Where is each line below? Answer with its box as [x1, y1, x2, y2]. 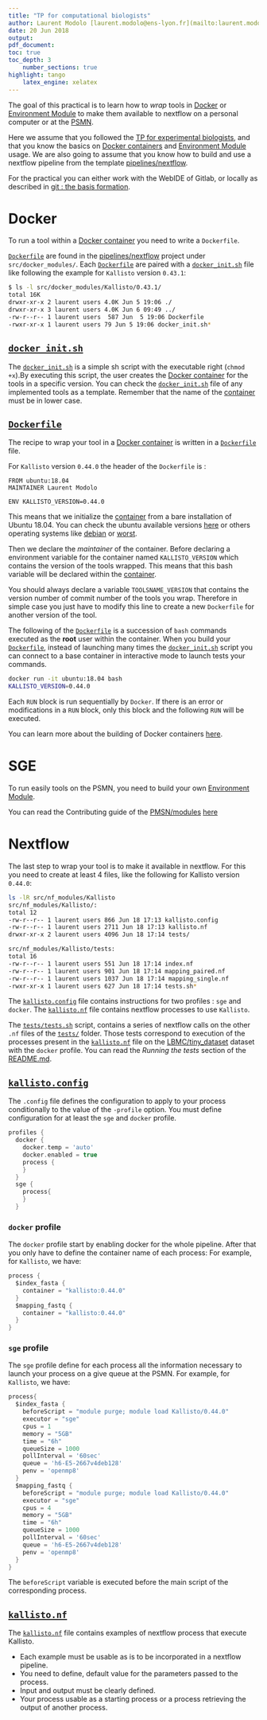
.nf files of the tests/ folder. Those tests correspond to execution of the [8, 1028, 246, 1039]
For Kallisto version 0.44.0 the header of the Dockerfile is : [8, 462, 207, 471]
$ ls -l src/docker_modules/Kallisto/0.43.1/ [8, 283, 161, 291]
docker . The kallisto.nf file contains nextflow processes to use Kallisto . [8, 1004, 250, 1015]
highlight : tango [8, 71, 66, 79]
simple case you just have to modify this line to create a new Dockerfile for [8, 602, 254, 611]
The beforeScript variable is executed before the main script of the [8, 1578, 229, 1587]
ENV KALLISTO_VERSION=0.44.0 [8, 498, 105, 506]
